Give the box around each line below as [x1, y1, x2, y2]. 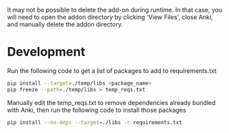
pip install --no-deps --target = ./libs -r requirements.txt [7, 119, 183, 125]
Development [7, 44, 86, 60]
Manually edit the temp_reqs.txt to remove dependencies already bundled [7, 98, 216, 106]
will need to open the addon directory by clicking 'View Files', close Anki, [7, 13, 213, 21]
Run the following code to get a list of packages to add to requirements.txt [7, 66, 217, 74]
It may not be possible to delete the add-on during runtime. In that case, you [7, 6, 223, 14]
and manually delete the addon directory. [7, 20, 123, 28]
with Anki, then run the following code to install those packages [7, 106, 186, 114]
